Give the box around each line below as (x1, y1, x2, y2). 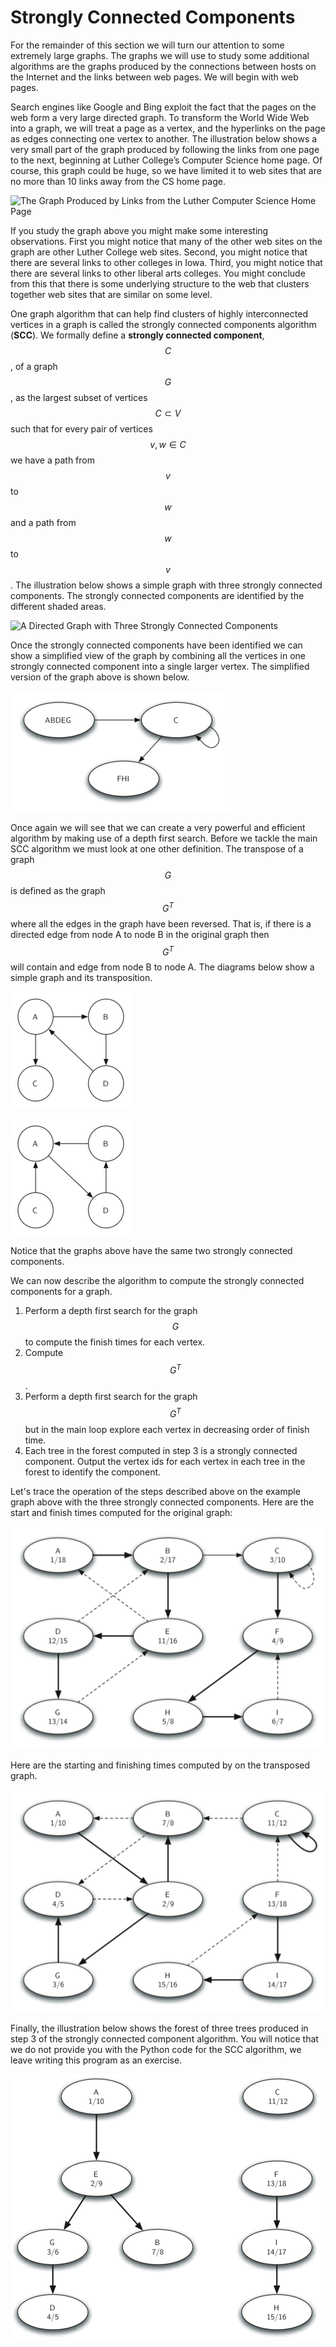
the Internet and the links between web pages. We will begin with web (10, 71, 299, 83)
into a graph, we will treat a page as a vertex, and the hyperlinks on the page (10, 122, 326, 134)
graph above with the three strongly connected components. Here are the (10, 1496, 315, 1508)
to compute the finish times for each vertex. (24, 1336, 206, 1348)
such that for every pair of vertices (10, 422, 153, 435)
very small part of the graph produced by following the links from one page (10, 143, 320, 155)
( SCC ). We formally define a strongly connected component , (10, 329, 265, 341)
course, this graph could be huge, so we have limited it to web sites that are (10, 164, 322, 176)
